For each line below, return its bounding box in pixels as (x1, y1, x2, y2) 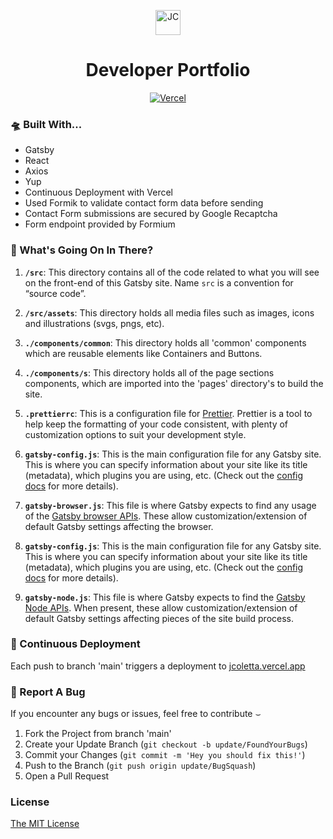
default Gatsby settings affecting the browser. (24, 520, 214, 532)
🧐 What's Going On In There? (10, 243, 154, 257)
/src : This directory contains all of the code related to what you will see (24, 266, 320, 278)
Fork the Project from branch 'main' (24, 728, 172, 740)
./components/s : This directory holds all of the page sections (24, 366, 275, 379)
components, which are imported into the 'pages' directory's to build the (24, 377, 324, 389)
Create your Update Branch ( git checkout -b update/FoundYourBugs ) (24, 738, 308, 750)
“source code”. (24, 287, 87, 299)
